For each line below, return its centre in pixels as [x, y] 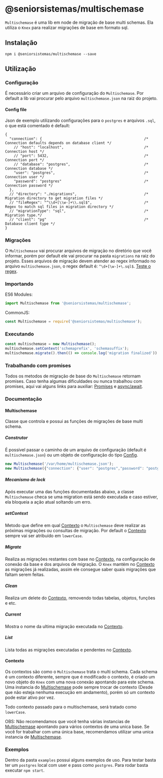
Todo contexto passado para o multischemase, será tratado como [71, 707]
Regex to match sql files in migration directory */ [59, 207]
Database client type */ [30, 224]
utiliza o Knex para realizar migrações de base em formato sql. [67, 27]
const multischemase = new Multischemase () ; [51, 344]
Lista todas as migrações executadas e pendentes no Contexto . [69, 650]
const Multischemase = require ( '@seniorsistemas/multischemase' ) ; [73, 321]
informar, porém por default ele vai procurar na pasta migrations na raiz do [80, 255]
